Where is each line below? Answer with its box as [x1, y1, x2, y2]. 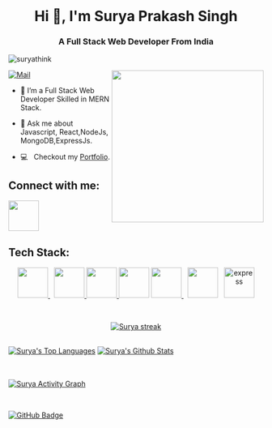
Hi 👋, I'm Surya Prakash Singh [34, 7, 238, 26]
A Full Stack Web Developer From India [57, 36, 215, 47]
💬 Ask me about [19, 118, 74, 128]
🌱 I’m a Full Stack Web [19, 86, 95, 96]
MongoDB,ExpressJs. [19, 136, 93, 146]
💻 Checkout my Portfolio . [19, 152, 111, 162]
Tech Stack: [8, 246, 70, 259]
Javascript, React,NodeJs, [19, 127, 109, 137]
